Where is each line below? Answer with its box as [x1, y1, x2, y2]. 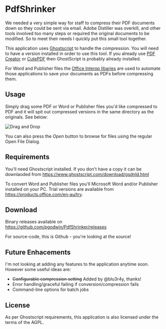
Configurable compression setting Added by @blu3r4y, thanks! [12, 276, 142, 282]
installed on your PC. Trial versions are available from [5, 186, 114, 192]
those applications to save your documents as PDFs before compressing [5, 70, 154, 76]
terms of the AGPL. [5, 320, 44, 325]
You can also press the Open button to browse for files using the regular [5, 133, 153, 139]
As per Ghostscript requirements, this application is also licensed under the [5, 314, 159, 320]
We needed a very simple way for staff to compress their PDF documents [5, 20, 155, 26]
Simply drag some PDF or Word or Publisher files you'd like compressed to [5, 103, 158, 110]
